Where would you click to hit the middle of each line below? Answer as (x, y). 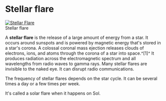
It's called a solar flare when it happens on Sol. (53, 93)
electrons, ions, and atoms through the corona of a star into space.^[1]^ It (80, 53)
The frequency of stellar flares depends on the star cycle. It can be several (81, 78)
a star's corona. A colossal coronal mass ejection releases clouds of (75, 48)
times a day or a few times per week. (43, 84)
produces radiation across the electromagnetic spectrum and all (71, 58)
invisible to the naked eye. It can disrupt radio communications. (70, 69)
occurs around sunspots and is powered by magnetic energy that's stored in (83, 42)
